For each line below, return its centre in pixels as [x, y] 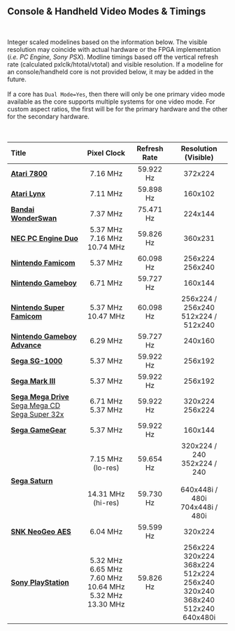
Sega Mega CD [36, 405]
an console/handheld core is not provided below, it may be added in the [111, 71]
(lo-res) [107, 467]
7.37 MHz [106, 214]
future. [17, 79]
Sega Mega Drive [40, 396]
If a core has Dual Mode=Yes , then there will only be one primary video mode [116, 94]
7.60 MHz [106, 578]
